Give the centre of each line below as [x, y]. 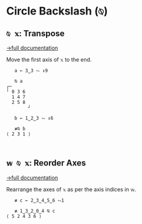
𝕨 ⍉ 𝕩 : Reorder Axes [46, 163]
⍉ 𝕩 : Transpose [36, 34]
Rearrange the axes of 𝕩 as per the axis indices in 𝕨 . [71, 189]
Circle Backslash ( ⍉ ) [57, 11]
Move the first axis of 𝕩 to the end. [49, 59]
